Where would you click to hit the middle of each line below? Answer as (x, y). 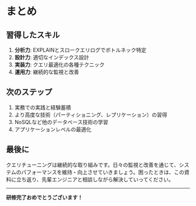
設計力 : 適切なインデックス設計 (52, 57)
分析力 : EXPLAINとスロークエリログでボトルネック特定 (80, 50)
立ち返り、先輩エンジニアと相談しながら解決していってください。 (95, 179)
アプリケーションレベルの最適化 (53, 129)
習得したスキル (33, 35)
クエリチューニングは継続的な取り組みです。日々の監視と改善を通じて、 (92, 164)
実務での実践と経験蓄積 (43, 107)
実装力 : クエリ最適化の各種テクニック (60, 65)
